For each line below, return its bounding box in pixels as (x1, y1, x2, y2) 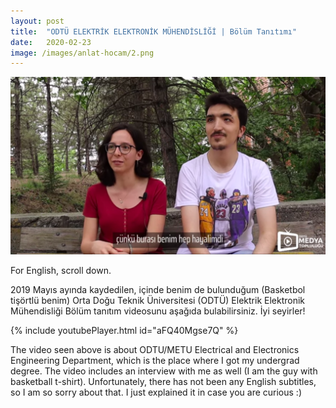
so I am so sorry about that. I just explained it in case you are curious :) (10, 386, 302, 398)
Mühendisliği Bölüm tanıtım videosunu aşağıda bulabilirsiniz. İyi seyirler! (10, 305, 306, 317)
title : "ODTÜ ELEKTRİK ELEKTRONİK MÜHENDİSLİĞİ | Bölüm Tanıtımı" (10, 26, 298, 37)
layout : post (10, 16, 65, 26)
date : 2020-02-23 (10, 37, 92, 47)
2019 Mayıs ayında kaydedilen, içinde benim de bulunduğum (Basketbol (10, 283, 306, 295)
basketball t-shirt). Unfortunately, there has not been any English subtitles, (10, 375, 317, 387)
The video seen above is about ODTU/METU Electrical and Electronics (10, 343, 300, 355)
